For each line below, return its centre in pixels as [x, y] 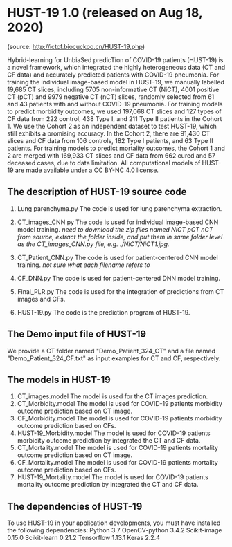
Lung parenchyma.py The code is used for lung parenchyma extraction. [119, 208]
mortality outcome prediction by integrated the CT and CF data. [108, 485]
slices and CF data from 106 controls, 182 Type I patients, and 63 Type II [110, 140]
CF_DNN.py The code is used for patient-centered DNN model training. [118, 278]
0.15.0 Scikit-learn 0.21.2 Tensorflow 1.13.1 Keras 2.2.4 [84, 538]
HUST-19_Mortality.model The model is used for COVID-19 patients [113, 477]
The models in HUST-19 [59, 379]
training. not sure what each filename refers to [83, 265]
